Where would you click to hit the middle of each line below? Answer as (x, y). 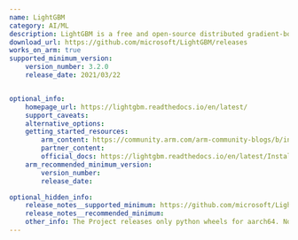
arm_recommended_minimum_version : (89, 165)
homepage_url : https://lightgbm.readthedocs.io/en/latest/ (137, 107)
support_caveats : (57, 115)
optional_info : (37, 98)
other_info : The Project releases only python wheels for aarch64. (152, 222)
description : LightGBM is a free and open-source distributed (126, 34)
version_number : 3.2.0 (67, 67)
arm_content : (65, 140)
